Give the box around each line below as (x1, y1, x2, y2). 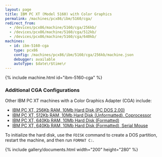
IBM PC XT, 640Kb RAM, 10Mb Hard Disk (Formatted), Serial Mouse (12, 122, 148, 129)
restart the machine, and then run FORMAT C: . (5, 137, 94, 143)
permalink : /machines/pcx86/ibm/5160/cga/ (5, 16, 92, 21)
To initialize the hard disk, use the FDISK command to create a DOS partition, (5, 132, 157, 138)
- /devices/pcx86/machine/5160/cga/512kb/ (9, 30, 97, 35)
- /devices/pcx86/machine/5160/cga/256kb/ (9, 25, 97, 30)
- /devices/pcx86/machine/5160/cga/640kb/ (9, 35, 97, 39)
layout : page (5, 7, 32, 12)
